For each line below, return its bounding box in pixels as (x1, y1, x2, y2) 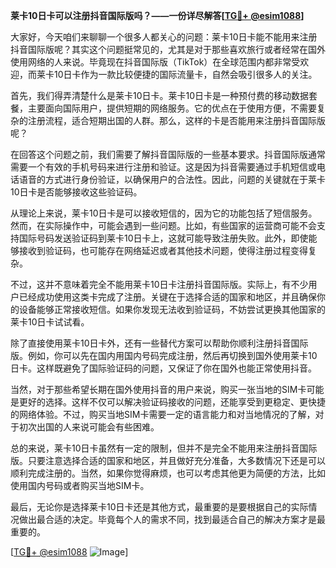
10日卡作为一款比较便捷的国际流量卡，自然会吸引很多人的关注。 (53, 69, 318, 80)
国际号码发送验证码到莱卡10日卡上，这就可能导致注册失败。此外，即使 (18, 232, 309, 244)
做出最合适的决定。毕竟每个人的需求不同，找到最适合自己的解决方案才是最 (18, 514, 326, 525)
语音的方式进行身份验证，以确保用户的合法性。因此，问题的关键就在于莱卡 (18, 174, 326, 185)
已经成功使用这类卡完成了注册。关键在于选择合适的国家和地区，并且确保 (18, 291, 317, 303)
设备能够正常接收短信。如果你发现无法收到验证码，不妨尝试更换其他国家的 (18, 304, 326, 315)
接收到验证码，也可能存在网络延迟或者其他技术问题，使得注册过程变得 (18, 245, 308, 256)
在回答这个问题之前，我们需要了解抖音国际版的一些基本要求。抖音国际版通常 (10, 149, 326, 160)
